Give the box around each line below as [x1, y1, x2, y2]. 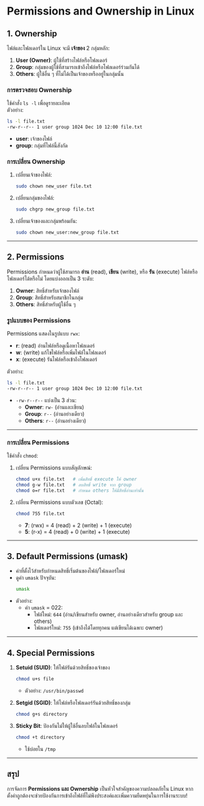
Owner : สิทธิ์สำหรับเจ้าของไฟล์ [15, 287, 79, 294]
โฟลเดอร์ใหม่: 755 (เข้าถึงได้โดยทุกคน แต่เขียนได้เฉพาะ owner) [33, 624, 163, 631]
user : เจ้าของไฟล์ [15, 135, 53, 143]
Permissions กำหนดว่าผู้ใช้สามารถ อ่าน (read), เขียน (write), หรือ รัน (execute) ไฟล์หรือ [7, 268, 198, 275]
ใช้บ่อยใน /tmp [24, 745, 56, 753]
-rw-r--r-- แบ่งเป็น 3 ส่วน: [15, 396, 77, 404]
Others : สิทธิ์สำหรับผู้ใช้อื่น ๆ [15, 300, 76, 307]
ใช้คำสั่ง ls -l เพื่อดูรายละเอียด [7, 99, 70, 107]
